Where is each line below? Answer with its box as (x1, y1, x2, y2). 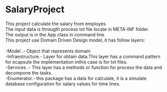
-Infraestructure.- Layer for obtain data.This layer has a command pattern (5, 53, 160, 60)
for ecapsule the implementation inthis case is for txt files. (5, 59, 128, 65)
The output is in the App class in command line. (5, 31, 106, 38)
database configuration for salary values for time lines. (5, 81, 121, 87)
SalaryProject (5, 4, 65, 15)
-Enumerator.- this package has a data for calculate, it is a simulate (5, 75, 147, 81)
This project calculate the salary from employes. (5, 21, 107, 27)
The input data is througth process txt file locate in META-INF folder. (5, 26, 150, 32)
